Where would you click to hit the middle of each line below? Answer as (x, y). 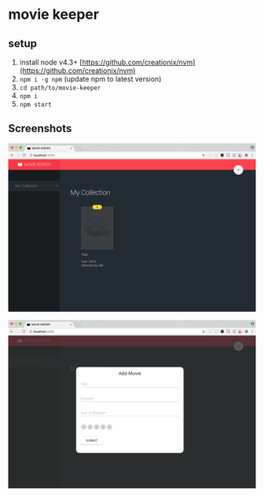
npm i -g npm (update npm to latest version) (90, 79)
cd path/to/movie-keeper (60, 88)
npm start (36, 104)
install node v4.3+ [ (51, 62)
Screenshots (40, 128)
